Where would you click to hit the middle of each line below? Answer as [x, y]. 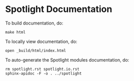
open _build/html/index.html [36, 50]
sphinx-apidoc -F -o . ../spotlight [43, 73]
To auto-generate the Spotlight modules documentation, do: [67, 60]
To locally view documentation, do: [41, 41]
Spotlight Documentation [59, 9]
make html [16, 32]
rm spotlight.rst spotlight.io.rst [42, 69]
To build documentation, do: [34, 23]
